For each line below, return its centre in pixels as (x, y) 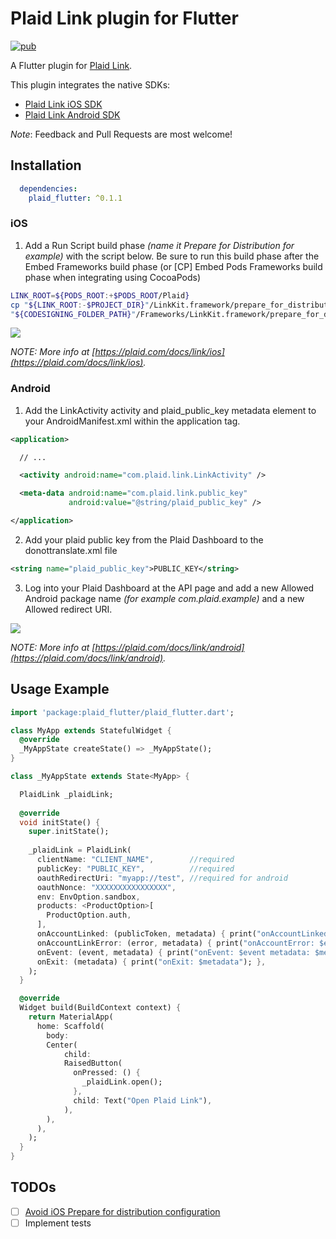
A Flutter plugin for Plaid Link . (71, 65)
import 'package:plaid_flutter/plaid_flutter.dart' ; (122, 712)
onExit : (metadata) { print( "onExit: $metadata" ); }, (151, 962)
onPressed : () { (107, 1073)
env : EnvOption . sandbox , (88, 897)
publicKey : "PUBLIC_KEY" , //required (135, 868)
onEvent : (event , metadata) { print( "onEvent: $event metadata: (173, 952)
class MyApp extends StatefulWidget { (91, 730)
